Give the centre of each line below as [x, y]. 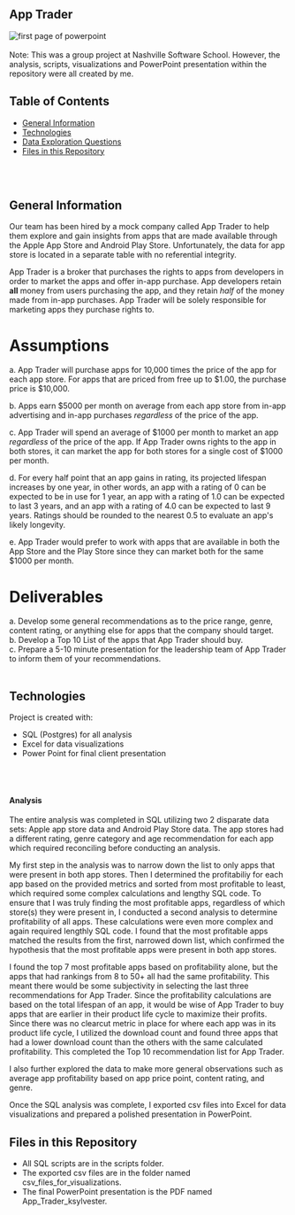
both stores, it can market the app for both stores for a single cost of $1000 [146, 452]
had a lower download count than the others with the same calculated [136, 1042]
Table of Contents [60, 101]
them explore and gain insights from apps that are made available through [144, 236]
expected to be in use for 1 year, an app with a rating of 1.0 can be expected [147, 497]
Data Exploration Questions [72, 142]
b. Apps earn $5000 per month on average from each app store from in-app [148, 406]
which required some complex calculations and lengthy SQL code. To [136, 894]
